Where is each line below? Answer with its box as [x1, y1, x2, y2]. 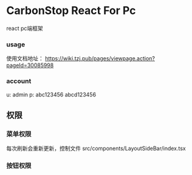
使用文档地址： [6, 55, 44, 62]
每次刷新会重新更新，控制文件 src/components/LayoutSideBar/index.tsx [6, 145, 187, 152]
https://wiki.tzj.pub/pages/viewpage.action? [44, 55, 156, 62]
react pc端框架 [6, 24, 44, 32]
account [6, 77, 32, 85]
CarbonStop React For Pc [6, 4, 136, 18]
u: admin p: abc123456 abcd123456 [6, 91, 96, 98]
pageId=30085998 [6, 62, 54, 69]
